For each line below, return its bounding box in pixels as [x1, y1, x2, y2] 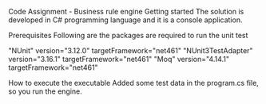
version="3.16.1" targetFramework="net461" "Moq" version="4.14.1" [8, 55, 230, 64]
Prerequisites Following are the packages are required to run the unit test [8, 31, 248, 40]
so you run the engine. [8, 87, 82, 96]
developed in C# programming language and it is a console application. [8, 15, 243, 25]
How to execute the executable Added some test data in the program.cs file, [8, 79, 260, 87]
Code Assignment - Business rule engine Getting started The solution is [8, 7, 244, 16]
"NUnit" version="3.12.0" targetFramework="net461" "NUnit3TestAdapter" [8, 46, 253, 55]
